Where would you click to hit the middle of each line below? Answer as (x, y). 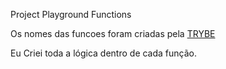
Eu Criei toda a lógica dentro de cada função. (103, 53)
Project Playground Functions (71, 14)
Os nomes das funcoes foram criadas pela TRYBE (113, 33)
